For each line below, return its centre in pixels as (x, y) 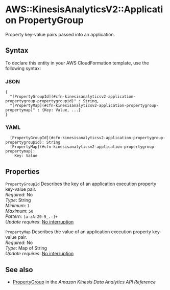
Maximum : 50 (19, 211)
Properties (22, 172)
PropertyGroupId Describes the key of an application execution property (81, 184)
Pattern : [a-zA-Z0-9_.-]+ (31, 216)
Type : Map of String (26, 248)
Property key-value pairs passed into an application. (60, 34)
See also (19, 270)
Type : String (18, 200)
